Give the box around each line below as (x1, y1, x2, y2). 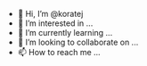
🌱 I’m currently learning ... (17, 28, 113, 37)
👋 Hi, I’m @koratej (17, 9, 84, 19)
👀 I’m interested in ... (17, 18, 94, 29)
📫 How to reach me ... (17, 47, 101, 57)
